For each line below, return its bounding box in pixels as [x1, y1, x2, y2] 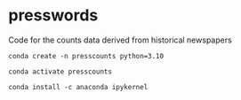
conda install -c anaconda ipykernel [8, 82, 149, 91]
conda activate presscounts [8, 67, 113, 76]
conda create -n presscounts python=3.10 [8, 51, 165, 60]
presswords [8, 5, 99, 26]
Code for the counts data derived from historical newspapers [8, 35, 232, 45]
